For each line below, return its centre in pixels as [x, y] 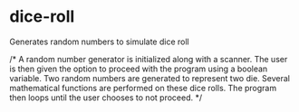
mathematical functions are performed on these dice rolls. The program [143, 88]
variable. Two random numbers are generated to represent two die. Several [149, 78]
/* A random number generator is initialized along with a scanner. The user [149, 59]
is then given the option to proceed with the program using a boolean [139, 69]
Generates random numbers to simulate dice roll [99, 42]
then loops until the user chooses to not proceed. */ [106, 98]
